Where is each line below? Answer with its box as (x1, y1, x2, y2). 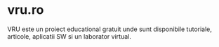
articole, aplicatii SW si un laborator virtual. (7, 32, 131, 40)
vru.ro (7, 2, 44, 18)
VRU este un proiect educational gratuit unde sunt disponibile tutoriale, (7, 25, 213, 33)
